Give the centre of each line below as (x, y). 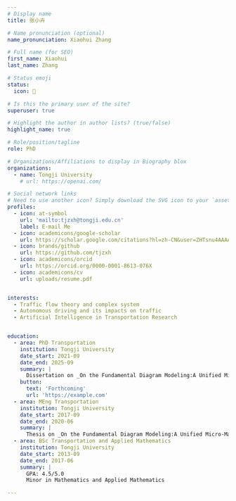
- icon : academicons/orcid (53, 260)
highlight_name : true (39, 130)
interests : (23, 298)
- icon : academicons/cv (48, 272)
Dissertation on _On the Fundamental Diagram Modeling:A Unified (123, 376)
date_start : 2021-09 (50, 356)
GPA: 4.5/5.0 (45, 474)
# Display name (29, 14)
